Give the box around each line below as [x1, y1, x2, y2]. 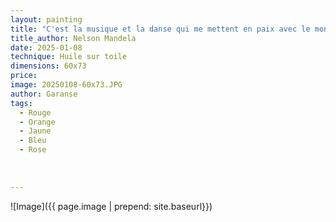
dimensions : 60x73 [10, 61, 87, 71]
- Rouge [19, 107, 52, 118]
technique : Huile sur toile [10, 52, 128, 62]
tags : [10, 98, 33, 108]
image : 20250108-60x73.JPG [10, 80, 123, 90]
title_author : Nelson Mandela [10, 33, 137, 43]
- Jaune [19, 126, 52, 136]
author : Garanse [10, 89, 78, 99]
